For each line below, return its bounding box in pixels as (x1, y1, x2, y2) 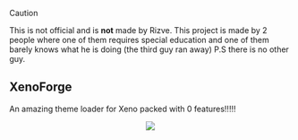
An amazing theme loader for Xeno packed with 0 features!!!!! (9, 103, 236, 114)
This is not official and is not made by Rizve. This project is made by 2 (9, 25, 268, 35)
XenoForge (9, 80, 72, 95)
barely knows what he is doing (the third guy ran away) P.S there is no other (9, 44, 289, 55)
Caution (9, 8, 38, 18)
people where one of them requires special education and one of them (9, 35, 270, 45)
